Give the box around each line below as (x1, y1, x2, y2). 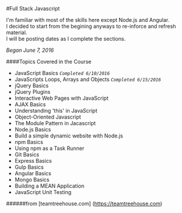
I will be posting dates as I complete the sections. (6, 35, 126, 42)
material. (6, 29, 28, 36)
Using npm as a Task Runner (14, 145, 84, 152)
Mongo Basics (14, 176, 50, 183)
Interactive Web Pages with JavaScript (14, 94, 109, 101)
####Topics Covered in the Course (6, 58, 92, 65)
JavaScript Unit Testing (14, 189, 72, 195)
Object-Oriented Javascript (14, 113, 81, 120)
